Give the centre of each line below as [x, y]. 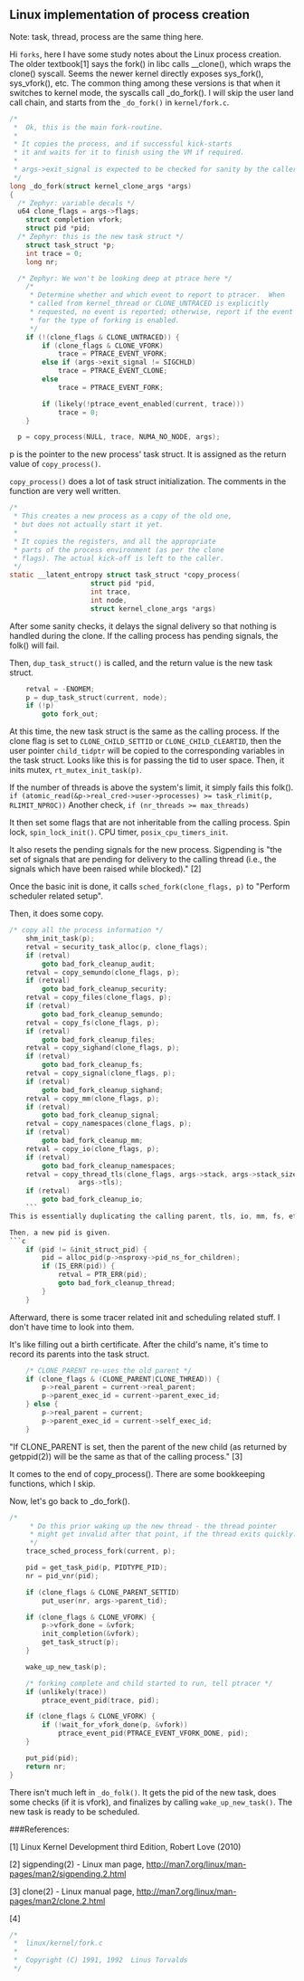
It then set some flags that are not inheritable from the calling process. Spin [150, 823]
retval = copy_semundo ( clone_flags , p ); [103, 972]
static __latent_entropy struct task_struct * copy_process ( [125, 575]
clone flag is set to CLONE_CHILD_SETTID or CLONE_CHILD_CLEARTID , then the [146, 741]
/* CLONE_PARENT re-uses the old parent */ [109, 1370]
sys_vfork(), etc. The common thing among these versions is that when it [145, 83]
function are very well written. [65, 491]
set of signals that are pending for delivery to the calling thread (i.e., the [143, 860]
